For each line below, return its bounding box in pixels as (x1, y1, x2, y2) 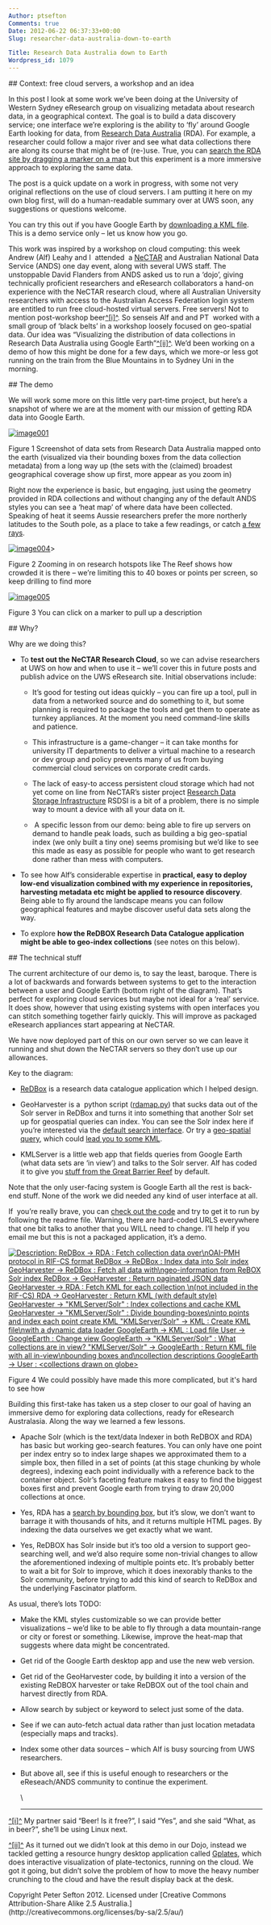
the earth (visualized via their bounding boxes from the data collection (8, 453, 242, 462)
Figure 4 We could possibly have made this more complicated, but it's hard (8, 1375, 257, 1384)
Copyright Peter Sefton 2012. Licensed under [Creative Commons (8, 1890, 227, 1899)
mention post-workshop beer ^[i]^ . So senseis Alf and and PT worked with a (8, 312, 261, 322)
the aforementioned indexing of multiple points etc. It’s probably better (19, 1558, 255, 1567)
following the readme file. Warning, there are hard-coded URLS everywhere (8, 1216, 260, 1224)
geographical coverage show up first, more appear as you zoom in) (8, 470, 232, 479)
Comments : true (8, 19, 60, 27)
